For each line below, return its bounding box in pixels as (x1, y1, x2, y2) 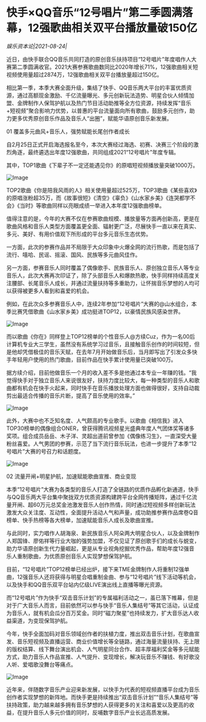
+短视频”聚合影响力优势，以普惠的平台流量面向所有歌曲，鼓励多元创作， (6, 107, 190, 114)
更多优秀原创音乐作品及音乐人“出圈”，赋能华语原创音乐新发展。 (11, 114, 173, 122)
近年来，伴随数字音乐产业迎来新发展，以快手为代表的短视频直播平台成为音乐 (6, 686, 200, 693)
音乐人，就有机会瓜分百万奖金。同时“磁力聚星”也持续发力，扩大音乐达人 (11, 609, 194, 616)
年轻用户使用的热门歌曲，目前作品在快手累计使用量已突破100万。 (11, 356, 177, 363)
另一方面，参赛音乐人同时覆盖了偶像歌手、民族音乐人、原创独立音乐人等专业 (6, 264, 200, 271)
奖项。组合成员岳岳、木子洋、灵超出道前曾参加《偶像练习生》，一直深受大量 (6, 432, 197, 439)
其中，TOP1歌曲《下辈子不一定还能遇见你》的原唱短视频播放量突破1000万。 (6, 161, 199, 169)
